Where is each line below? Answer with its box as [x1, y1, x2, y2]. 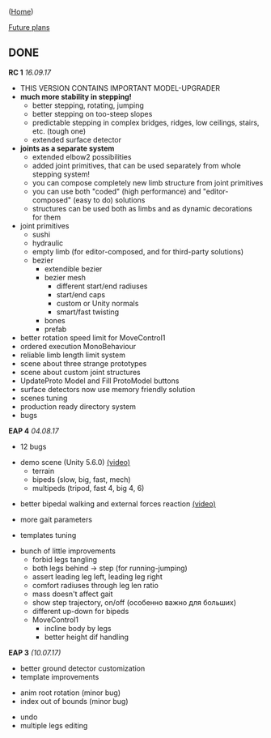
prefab [44, 324, 67, 334]
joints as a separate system [19, 143, 115, 153]
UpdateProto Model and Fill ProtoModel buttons [19, 376, 180, 386]
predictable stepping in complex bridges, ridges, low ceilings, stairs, [32, 117, 260, 127]
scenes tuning [19, 393, 68, 403]
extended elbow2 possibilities [32, 151, 132, 161]
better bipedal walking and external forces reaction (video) [19, 498, 216, 509]
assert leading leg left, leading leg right [32, 571, 163, 582]
